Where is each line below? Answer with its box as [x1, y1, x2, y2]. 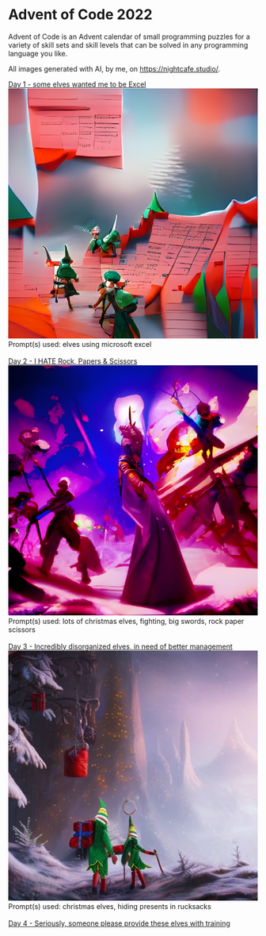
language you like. [8, 48, 68, 58]
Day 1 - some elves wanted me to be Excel [8, 79, 146, 89]
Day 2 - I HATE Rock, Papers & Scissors [8, 356, 138, 366]
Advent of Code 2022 [8, 6, 153, 24]
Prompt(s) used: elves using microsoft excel [8, 339, 152, 349]
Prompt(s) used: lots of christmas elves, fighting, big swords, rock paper [8, 616, 245, 626]
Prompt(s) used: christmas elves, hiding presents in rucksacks [8, 901, 211, 911]
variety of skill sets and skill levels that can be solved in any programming [8, 40, 249, 49]
